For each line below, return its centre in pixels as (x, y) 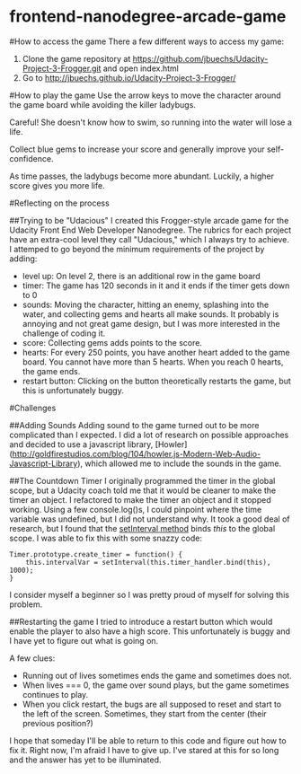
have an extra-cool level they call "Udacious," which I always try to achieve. (149, 239)
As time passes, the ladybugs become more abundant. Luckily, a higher (142, 176)
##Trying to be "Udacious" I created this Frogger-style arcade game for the (149, 220)
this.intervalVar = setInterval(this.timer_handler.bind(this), (148, 562)
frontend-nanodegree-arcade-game (148, 17)
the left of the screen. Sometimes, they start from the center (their (144, 713)
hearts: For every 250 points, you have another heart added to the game (156, 352)
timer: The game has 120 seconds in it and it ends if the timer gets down (156, 286)
